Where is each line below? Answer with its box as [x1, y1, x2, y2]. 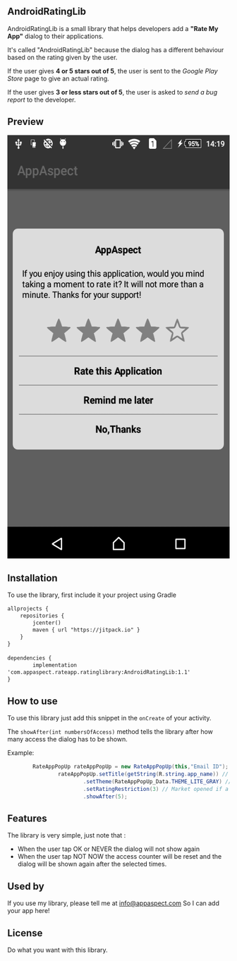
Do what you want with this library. [7, 945, 108, 955]
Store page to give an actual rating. [7, 74, 109, 83]
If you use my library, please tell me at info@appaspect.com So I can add [7, 899, 220, 907]
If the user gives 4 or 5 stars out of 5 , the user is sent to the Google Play [7, 66, 218, 75]
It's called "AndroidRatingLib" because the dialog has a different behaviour [7, 45, 224, 54]
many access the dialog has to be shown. [7, 735, 128, 744]
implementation [32, 662, 78, 669]
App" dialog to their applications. [7, 32, 104, 40]
